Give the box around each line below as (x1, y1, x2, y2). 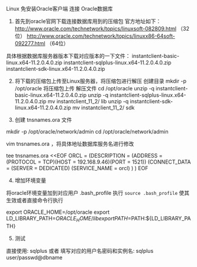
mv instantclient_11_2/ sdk (72, 104, 135, 111)
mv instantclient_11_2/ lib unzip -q (47, 98, 129, 105)
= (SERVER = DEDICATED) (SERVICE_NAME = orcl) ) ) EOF (6, 165, 149, 171)
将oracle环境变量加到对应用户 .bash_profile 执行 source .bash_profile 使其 (6, 190, 190, 196)
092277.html (14, 40, 46, 47)
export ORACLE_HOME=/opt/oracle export (6, 209, 110, 216)
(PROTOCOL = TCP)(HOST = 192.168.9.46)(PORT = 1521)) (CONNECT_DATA (6, 158, 191, 165)
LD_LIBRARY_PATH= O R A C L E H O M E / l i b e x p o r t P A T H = (6, 215, 131, 223)
